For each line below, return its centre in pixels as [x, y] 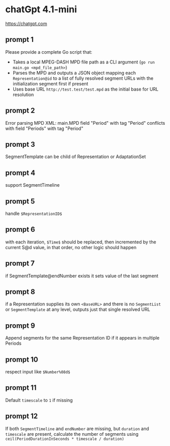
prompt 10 [22, 359]
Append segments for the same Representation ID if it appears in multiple [82, 338]
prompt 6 [20, 229]
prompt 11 [21, 388]
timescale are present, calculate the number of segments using [72, 434]
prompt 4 [20, 173]
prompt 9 [20, 326]
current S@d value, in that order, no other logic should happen [71, 247]
